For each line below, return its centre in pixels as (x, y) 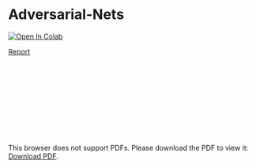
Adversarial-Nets (66, 15)
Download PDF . (34, 156)
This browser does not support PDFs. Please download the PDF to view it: (128, 147)
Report (19, 51)
